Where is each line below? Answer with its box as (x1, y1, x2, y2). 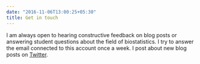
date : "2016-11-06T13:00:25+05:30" (6, 9, 97, 15)
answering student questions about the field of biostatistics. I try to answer (6, 38, 194, 45)
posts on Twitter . (6, 51, 49, 58)
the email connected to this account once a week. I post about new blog (6, 44, 187, 52)
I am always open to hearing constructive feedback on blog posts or (6, 31, 178, 38)
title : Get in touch (6, 15, 59, 21)
